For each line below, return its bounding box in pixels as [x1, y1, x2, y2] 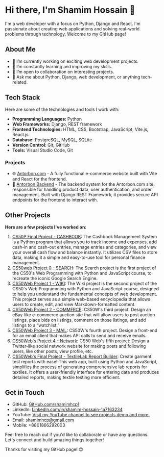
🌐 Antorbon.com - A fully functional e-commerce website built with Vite [12, 170, 158, 176]
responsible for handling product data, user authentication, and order [12, 186, 152, 192]
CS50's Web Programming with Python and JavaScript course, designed [12, 285, 159, 291]
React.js [12, 131, 29, 137]
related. [12, 79, 28, 85]
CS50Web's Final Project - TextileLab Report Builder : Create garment [12, 353, 152, 359]
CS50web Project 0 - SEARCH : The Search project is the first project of [12, 265, 157, 271]
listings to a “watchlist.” [12, 322, 60, 328]
